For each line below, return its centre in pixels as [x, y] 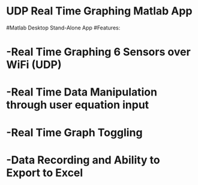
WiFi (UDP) [34, 65]
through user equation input [78, 105]
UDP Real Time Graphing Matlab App [99, 11]
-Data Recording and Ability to [83, 160]
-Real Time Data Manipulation [82, 92]
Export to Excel [45, 173]
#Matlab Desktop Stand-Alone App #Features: [63, 28]
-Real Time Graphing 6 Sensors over [98, 52]
